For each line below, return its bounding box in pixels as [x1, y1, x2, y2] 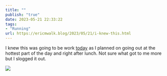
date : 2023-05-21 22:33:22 [5, 17, 63, 22]
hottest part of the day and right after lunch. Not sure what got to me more [5, 50, 162, 56]
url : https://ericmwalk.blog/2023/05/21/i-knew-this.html [5, 31, 131, 36]
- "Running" [5, 26, 31, 31]
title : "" [5, 7, 27, 13]
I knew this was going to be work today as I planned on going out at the [5, 45, 156, 51]
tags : [5, 21, 17, 27]
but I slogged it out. [5, 56, 46, 61]
